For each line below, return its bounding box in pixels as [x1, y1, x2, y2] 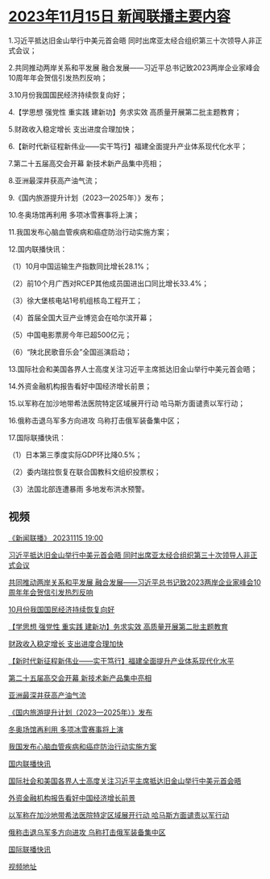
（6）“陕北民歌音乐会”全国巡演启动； [8, 347, 133, 356]
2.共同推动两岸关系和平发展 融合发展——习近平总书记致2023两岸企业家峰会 [8, 62, 260, 73]
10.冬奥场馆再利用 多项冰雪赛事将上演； [8, 210, 140, 219]
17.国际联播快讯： [8, 432, 66, 442]
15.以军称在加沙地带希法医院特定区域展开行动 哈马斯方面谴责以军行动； [8, 398, 246, 408]
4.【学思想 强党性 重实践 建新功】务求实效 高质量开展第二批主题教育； [8, 106, 242, 117]
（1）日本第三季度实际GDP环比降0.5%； [8, 449, 143, 460]
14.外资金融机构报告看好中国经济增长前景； [8, 381, 152, 391]
